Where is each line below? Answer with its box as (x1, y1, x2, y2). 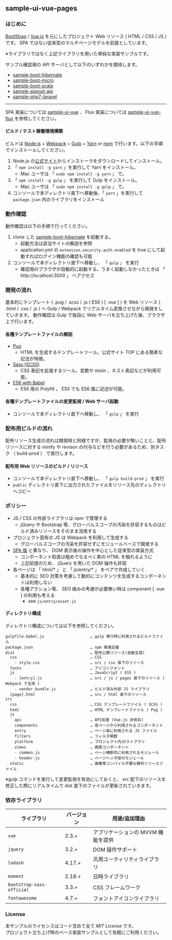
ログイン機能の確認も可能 (38, 253, 93, 259)
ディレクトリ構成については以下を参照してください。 (5, 623, 117, 629)
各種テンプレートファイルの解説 (5, 331, 73, 337)
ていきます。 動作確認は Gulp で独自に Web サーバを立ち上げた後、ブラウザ (5, 312, 165, 318)
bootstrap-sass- (8, 882, 48, 888)
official (8, 887, 29, 893)
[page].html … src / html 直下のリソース (10, 692, 147, 697)
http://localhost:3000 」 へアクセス (20, 272, 95, 279)
